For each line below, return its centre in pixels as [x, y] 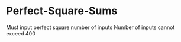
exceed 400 [21, 33]
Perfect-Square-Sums [62, 11]
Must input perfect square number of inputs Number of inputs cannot [90, 27]
